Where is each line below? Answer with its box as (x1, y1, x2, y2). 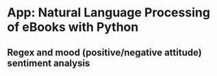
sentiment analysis (7, 57, 90, 69)
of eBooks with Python (7, 19, 139, 35)
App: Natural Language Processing (7, 5, 211, 21)
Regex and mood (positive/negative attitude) (7, 47, 202, 58)
